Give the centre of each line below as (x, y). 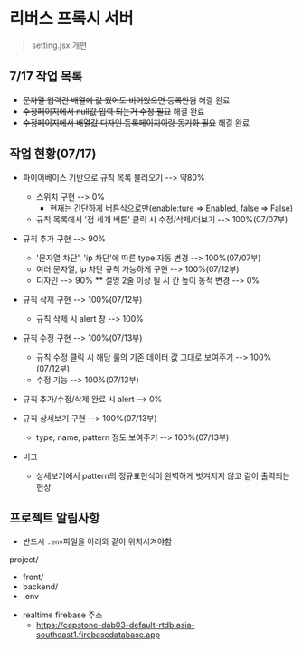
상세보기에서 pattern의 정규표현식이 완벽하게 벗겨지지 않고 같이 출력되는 (163, 475)
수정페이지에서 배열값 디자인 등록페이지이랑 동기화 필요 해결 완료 (136, 122)
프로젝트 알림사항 (55, 517)
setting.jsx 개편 (59, 45)
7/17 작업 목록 (46, 76)
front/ (33, 577)
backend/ (40, 587)
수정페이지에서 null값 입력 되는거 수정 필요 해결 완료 (113, 111)
